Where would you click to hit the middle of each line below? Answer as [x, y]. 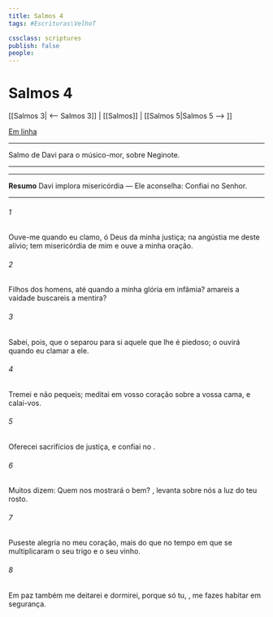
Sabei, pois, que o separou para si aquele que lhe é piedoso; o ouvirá [124, 342]
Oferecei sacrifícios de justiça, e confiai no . [82, 447]
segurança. [27, 604]
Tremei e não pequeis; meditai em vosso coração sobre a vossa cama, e [130, 394]
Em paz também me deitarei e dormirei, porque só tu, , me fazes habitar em [135, 595]
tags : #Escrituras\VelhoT [52, 24]
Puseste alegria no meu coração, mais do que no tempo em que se [121, 543]
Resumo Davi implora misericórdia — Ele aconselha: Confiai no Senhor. [128, 186]
